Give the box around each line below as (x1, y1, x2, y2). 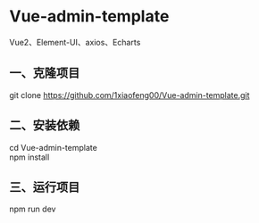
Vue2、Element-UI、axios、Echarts (9, 37, 141, 47)
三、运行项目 (9, 179, 80, 194)
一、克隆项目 (9, 65, 80, 81)
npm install (9, 152, 50, 162)
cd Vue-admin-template (9, 142, 98, 153)
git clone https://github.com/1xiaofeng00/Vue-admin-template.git (9, 89, 250, 100)
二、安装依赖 (9, 118, 80, 133)
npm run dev (9, 203, 56, 215)
